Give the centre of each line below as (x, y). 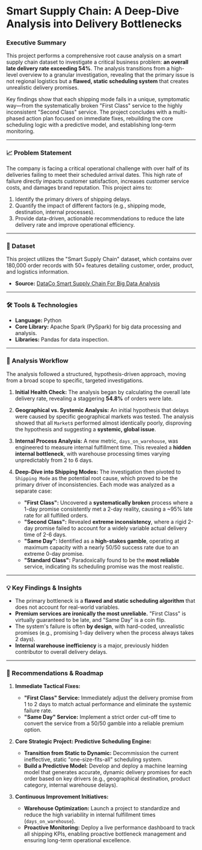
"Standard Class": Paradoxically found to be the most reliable (102, 560)
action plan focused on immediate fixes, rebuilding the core (99, 119)
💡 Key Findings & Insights (44, 588)
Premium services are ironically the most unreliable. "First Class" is (100, 613)
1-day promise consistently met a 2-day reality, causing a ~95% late (108, 509)
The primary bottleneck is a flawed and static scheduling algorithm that (105, 600)
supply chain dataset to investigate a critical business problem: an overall (97, 62)
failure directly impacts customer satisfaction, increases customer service (98, 181)
